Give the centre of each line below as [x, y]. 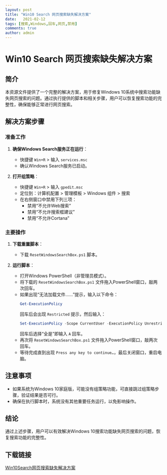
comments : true [21, 28]
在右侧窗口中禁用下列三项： [48, 199]
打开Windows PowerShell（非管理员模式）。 [64, 276]
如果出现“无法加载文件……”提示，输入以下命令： [69, 294]
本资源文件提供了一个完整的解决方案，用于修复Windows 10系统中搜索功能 [81, 92]
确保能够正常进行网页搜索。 [46, 104]
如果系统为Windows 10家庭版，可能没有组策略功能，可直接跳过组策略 [83, 389]
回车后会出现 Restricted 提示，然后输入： [63, 314]
